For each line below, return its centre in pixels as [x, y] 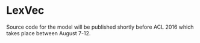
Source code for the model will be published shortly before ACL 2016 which [100, 27]
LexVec [25, 10]
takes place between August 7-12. [48, 33]
